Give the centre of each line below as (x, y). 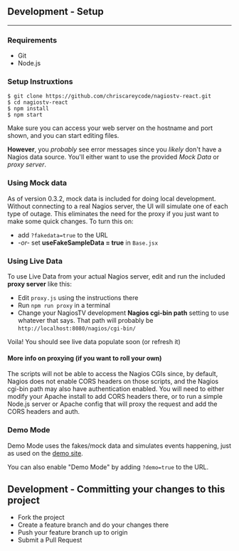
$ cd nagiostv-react (38, 102)
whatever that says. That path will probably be (85, 320)
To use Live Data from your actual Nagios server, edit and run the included (116, 276)
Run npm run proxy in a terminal (64, 305)
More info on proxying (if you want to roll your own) (85, 358)
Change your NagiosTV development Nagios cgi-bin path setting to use (123, 313)
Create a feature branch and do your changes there (93, 525)
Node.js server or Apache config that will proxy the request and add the (113, 404)
